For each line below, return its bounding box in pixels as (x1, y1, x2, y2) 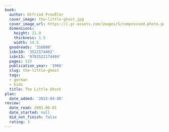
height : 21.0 (14, 31, 41, 36)
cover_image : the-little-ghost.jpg (9, 17, 84, 22)
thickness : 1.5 (14, 36, 46, 41)
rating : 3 (9, 119, 30, 124)
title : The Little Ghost (9, 86, 62, 92)
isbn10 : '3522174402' (9, 49, 55, 54)
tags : (9, 73, 21, 78)
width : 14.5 (14, 40, 39, 45)
